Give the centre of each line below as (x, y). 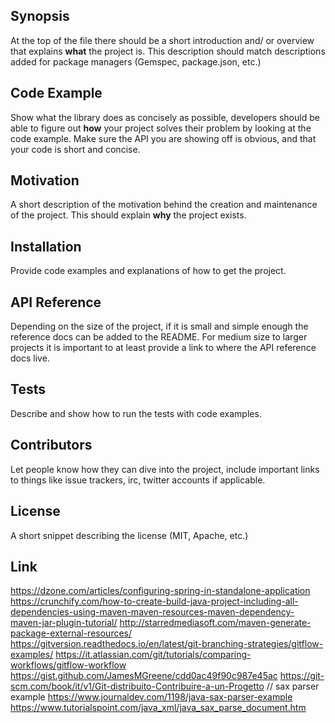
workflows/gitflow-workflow (68, 665)
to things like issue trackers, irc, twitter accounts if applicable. (138, 480)
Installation (46, 246)
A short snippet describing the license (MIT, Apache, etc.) (129, 535)
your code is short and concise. (75, 149)
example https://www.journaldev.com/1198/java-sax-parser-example (151, 697)
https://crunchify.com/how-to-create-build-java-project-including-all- (154, 601)
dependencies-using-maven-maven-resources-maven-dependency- (152, 612)
